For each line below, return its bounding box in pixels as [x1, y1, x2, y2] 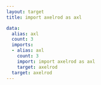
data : [6, 25, 20, 31]
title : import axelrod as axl [6, 14, 82, 20]
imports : [11, 42, 34, 48]
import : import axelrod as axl [17, 58, 96, 65]
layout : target [6, 8, 44, 15]
